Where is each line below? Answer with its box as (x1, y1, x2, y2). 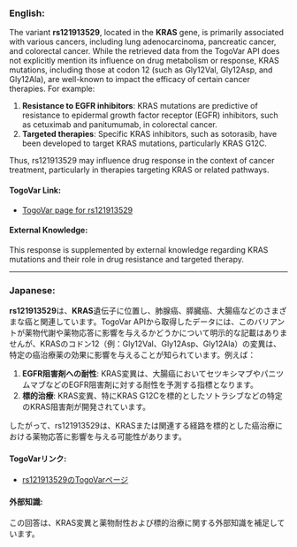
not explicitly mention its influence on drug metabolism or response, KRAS (9, 56, 280, 66)
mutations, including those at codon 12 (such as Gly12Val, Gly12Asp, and (9, 65, 273, 75)
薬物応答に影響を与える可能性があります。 (32, 431, 187, 442)
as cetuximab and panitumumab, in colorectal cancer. (21, 119, 218, 130)
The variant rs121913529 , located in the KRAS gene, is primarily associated (9, 27, 285, 38)
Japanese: (9, 284, 56, 296)
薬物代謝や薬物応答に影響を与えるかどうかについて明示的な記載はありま (24, 328, 288, 338)
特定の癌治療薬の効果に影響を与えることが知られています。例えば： (9, 350, 256, 360)
